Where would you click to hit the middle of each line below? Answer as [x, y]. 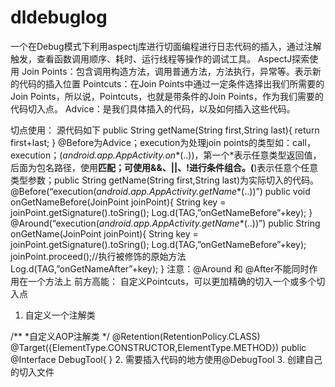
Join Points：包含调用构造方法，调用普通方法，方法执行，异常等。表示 [167, 71]
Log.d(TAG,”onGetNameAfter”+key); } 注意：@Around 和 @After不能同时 [160, 268]
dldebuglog [59, 17]
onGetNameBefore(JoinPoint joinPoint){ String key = [118, 202]
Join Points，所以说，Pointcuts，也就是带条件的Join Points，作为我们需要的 [167, 96]
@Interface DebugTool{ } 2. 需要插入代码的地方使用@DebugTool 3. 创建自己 [166, 359]
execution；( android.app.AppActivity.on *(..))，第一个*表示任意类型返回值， [166, 155]
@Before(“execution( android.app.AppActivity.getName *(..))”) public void [160, 191]
